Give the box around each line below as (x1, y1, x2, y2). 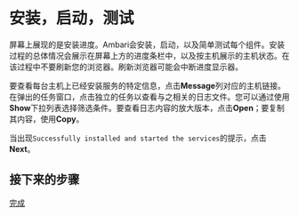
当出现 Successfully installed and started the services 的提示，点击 (9, 132, 267, 143)
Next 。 (9, 143, 36, 154)
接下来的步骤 (9, 172, 80, 188)
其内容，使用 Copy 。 (9, 113, 85, 124)
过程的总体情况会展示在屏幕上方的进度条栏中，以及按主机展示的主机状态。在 (9, 50, 290, 60)
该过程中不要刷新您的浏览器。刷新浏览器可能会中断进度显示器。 (9, 61, 243, 72)
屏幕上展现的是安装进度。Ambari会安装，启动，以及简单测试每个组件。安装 (9, 39, 286, 50)
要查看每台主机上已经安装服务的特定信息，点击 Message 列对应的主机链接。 (9, 80, 286, 91)
